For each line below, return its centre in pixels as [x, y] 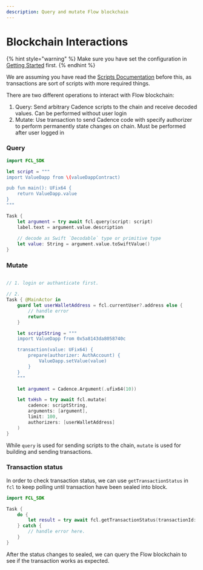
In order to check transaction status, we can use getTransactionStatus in [98, 480]
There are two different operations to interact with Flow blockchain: [90, 95]
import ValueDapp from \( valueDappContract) [63, 177]
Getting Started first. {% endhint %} [51, 65]
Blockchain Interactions [67, 41]
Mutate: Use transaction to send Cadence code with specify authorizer [104, 119]
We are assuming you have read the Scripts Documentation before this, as [99, 77]
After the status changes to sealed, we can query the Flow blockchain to [97, 554]
